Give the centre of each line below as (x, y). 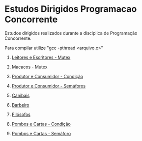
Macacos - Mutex (29, 67)
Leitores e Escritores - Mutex (41, 57)
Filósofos (21, 114)
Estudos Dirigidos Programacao (71, 9)
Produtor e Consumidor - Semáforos (49, 86)
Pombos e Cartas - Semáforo (41, 133)
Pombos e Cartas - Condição (41, 124)
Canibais (21, 95)
